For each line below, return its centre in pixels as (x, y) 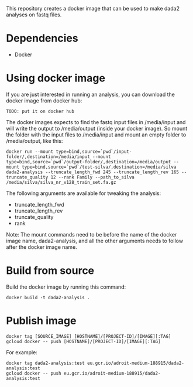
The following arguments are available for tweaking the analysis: (84, 193)
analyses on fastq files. (34, 15)
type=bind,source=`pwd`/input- (94, 152)
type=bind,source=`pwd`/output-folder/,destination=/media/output (89, 162)
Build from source (50, 271)
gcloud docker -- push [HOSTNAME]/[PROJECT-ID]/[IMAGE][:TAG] (83, 341)
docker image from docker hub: (44, 100)
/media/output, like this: (35, 141)
